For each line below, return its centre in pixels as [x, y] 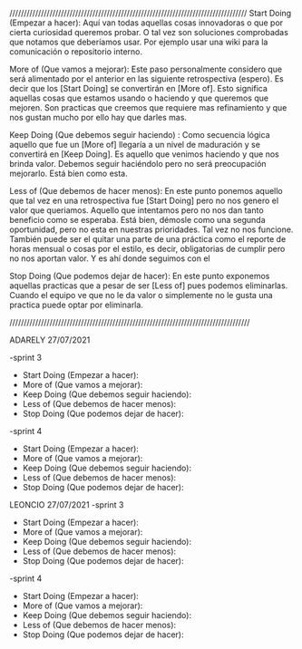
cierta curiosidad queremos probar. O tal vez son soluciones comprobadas [149, 32]
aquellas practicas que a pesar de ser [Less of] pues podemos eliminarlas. [149, 286]
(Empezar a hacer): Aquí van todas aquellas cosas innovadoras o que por [146, 23]
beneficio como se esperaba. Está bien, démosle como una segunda [137, 220]
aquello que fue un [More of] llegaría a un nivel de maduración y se [135, 145]
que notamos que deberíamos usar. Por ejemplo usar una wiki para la [139, 42]
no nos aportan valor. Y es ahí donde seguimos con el [110, 258]
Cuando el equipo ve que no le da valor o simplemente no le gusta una [141, 295]
